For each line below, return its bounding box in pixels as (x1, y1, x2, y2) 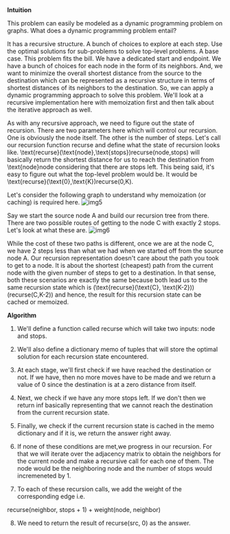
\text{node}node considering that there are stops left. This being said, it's (7, 163, 215, 171)
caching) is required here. (7, 198, 80, 206)
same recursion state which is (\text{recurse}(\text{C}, (7, 284, 161, 291)
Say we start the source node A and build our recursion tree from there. (7, 211, 209, 220)
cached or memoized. (7, 298, 69, 306)
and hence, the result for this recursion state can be (54, 290, 202, 299)
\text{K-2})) (162, 284, 194, 291)
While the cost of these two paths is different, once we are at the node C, (7, 239, 214, 247)
